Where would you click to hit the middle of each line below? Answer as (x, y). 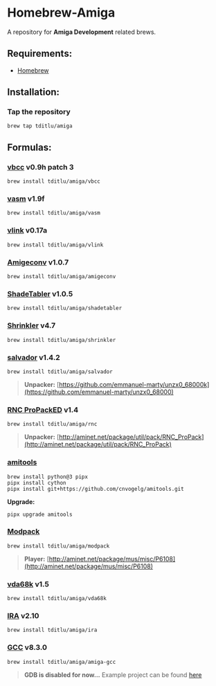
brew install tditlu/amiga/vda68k (57, 599)
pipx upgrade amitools (40, 514)
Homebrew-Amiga (61, 13)
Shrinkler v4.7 (31, 325)
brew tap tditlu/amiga (40, 126)
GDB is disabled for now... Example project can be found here (113, 675)
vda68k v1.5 (28, 584)
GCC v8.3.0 (27, 647)
